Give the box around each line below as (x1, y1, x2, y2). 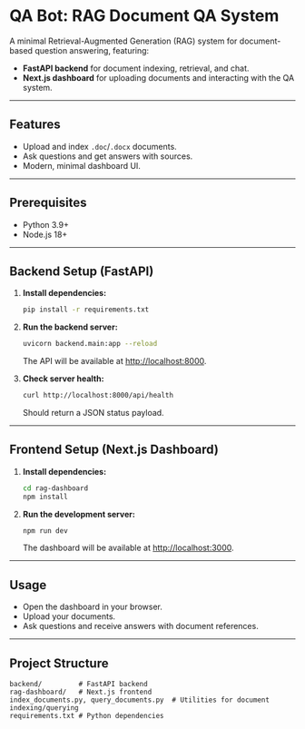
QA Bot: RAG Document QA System (9, 5, 280, 26)
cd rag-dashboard (22, 483, 89, 493)
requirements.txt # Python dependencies (9, 712, 165, 721)
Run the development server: (22, 508, 136, 519)
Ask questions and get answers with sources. (22, 151, 193, 162)
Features (9, 117, 61, 133)
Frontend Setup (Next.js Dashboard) (9, 442, 220, 458)
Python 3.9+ (22, 219, 70, 230)
